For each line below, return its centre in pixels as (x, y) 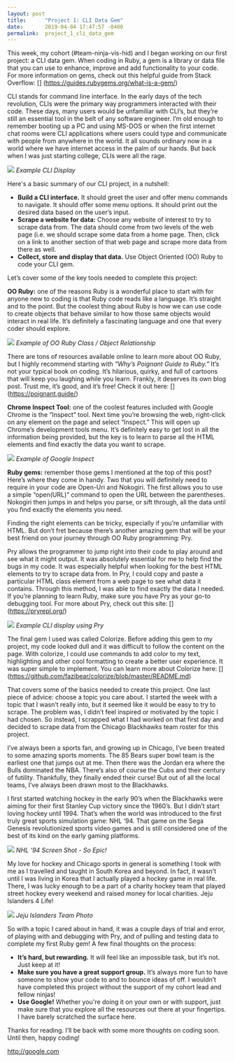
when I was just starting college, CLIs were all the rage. (87, 156)
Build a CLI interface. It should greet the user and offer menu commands (122, 197)
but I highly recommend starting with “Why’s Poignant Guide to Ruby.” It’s (113, 364)
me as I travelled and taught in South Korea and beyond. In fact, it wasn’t (112, 871)
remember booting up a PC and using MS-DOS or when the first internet (111, 126)
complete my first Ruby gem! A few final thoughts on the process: (102, 944)
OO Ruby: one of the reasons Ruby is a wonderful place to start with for (111, 292)
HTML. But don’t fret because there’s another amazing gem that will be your (116, 531)
